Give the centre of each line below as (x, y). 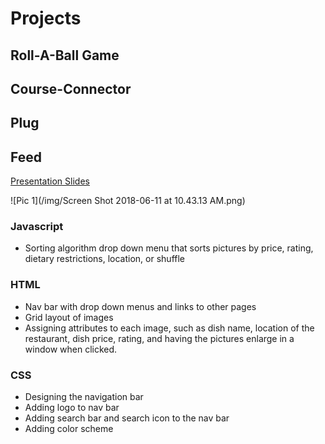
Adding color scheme (69, 429)
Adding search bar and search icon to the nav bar (127, 418)
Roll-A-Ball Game (65, 55)
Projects (46, 18)
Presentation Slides (50, 181)
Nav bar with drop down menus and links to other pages (140, 306)
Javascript (37, 227)
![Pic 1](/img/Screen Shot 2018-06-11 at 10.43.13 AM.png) (128, 201)
